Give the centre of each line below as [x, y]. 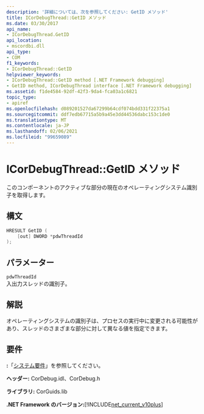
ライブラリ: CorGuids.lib [37, 391]
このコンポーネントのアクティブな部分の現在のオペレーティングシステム [97, 187]
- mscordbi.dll [26, 46]
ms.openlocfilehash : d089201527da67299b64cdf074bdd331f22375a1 [88, 109]
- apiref [17, 103]
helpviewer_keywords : [34, 75]
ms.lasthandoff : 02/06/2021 [42, 131]
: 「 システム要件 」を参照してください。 [55, 365]
